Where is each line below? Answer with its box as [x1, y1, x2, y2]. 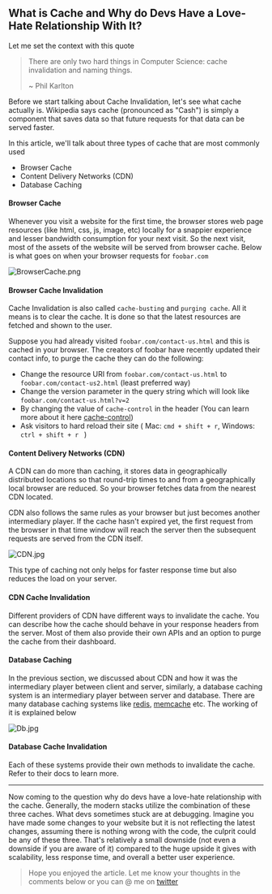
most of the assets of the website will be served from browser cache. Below [8, 243, 262, 253]
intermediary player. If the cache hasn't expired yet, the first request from [8, 516, 253, 526]
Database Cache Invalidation [8, 742, 108, 752]
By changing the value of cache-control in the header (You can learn [19, 404, 249, 413]
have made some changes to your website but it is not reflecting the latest [8, 818, 256, 827]
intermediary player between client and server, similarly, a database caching [8, 681, 263, 691]
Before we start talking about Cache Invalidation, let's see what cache [8, 97, 241, 106]
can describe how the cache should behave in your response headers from [8, 619, 259, 628]
